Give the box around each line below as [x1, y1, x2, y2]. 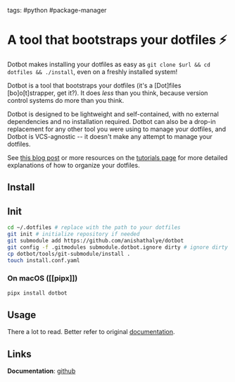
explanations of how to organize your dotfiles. [7, 161, 140, 169]
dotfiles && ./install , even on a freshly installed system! [7, 67, 178, 76]
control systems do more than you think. [7, 96, 125, 104]
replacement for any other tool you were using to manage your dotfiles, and [7, 125, 227, 133]
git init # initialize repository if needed [7, 230, 140, 238]
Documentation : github [7, 366, 76, 376]
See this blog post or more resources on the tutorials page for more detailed [7, 153, 228, 161]
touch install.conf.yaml [7, 257, 80, 264]
